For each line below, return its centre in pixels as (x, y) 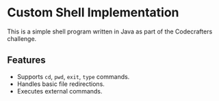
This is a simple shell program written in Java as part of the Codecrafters (110, 31)
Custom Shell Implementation (93, 13)
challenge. (22, 38)
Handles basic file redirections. (61, 84)
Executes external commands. (60, 91)
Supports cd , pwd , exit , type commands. (73, 76)
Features (26, 60)
